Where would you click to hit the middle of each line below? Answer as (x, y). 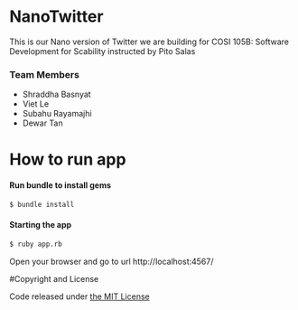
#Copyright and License (54, 278)
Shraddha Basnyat (57, 94)
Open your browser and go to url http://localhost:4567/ (112, 261)
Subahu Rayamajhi (57, 114)
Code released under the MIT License (80, 296)
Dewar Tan (42, 123)
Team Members (44, 74)
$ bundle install (42, 204)
